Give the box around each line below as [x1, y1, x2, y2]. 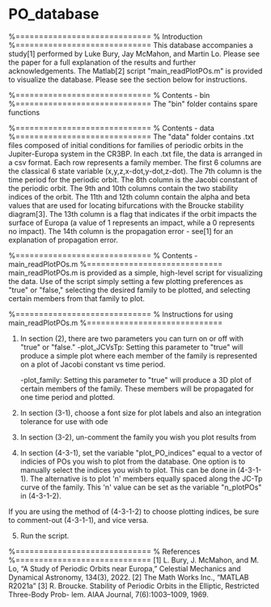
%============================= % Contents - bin [8, 90, 210, 100]
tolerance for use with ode [19, 416, 108, 426]
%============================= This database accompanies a [8, 40, 253, 49]
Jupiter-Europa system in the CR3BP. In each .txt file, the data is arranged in [8, 149, 263, 159]
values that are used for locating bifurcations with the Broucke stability [8, 200, 244, 210]
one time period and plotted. [19, 392, 116, 401]
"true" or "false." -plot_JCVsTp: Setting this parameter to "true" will [19, 342, 243, 352]
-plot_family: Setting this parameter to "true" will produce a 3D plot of [19, 375, 252, 384]
